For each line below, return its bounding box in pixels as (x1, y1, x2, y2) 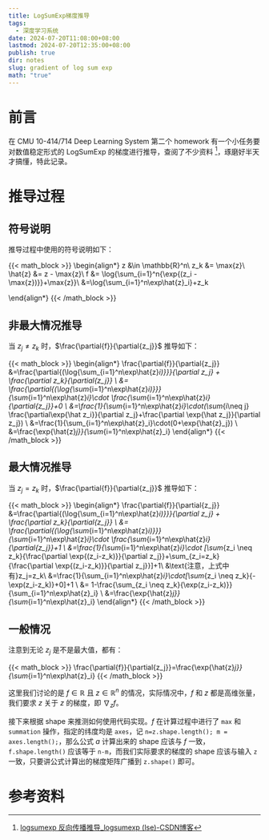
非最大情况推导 (8, 318, 82, 332)
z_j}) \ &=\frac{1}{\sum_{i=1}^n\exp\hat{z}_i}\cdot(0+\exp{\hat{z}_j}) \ (8, 418, 238, 428)
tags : (8, 19, 26, 27)
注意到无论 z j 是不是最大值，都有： (8, 645, 123, 657)
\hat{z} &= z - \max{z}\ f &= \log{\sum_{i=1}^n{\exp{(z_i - (8, 269, 198, 279)
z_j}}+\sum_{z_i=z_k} (149, 552, 220, 561)
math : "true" (8, 71, 52, 79)
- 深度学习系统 (15, 26, 59, 34)
